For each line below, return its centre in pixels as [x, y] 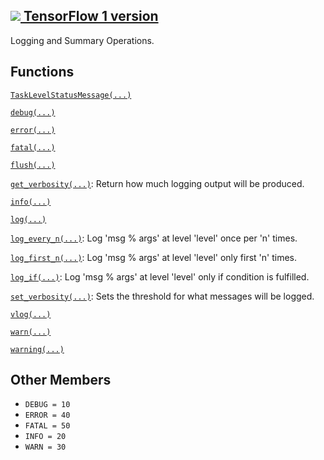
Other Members [61, 380]
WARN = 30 [45, 447]
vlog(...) [31, 314]
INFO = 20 [45, 437]
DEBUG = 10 [47, 405]
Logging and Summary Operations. [82, 40]
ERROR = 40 [47, 415]
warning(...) [37, 349]
